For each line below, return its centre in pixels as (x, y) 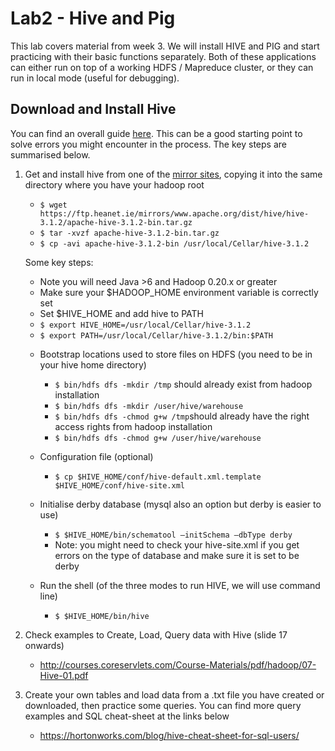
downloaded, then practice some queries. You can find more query (163, 705)
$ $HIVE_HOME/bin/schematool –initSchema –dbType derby (173, 535)
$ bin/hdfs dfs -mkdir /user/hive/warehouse (149, 406)
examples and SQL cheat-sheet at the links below (127, 716)
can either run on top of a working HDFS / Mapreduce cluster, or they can (162, 67)
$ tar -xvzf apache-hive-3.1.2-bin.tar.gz (129, 233)
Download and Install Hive (93, 109)
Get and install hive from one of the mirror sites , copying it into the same (173, 174)
